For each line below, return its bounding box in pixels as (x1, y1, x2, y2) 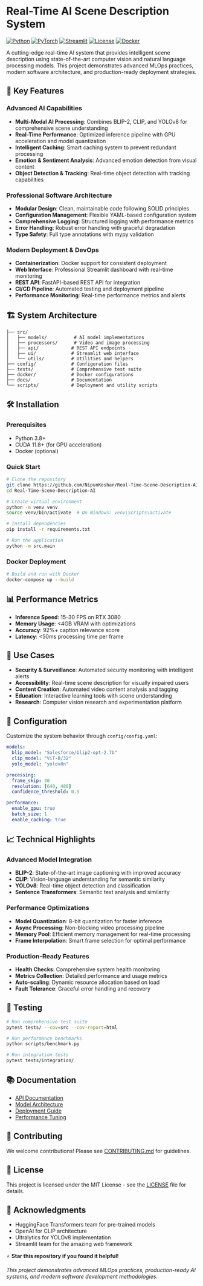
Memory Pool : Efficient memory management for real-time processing (14, 930, 191, 938)
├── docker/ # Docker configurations (6, 372, 134, 378)
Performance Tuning (14, 1113, 66, 1120)
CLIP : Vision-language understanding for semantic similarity (14, 875, 165, 883)
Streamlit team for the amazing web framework (14, 1241, 133, 1248)
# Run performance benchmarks (6, 1035, 83, 1042)
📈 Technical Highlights (6, 834, 95, 844)
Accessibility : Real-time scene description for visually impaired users (14, 679, 189, 687)
